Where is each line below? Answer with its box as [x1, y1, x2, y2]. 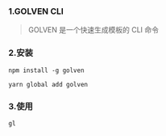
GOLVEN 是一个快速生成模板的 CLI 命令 [27, 25, 160, 35]
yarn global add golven [8, 80, 89, 88]
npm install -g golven [8, 66, 85, 74]
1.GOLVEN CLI [8, 6, 64, 17]
